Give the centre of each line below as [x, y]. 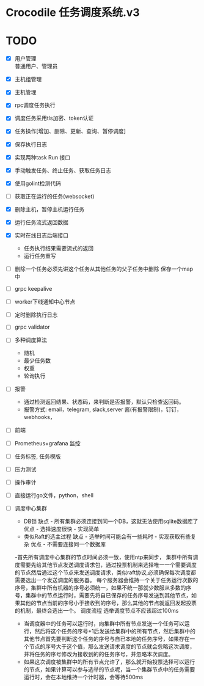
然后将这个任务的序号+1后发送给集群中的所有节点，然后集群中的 [115, 631]
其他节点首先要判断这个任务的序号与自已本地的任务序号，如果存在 [107, 638]
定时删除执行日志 [36, 315]
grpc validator [32, 327]
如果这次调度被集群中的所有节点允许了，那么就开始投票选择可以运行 [109, 662]
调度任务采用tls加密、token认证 [54, 118]
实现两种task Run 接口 [42, 157]
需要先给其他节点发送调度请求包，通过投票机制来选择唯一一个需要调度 [108, 564]
